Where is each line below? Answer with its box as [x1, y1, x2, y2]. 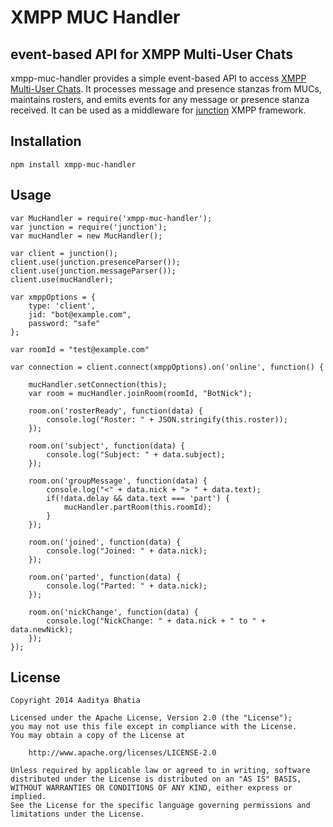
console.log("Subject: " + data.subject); [46, 449, 226, 460]
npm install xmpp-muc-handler [10, 159, 137, 170]
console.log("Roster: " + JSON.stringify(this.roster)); [46, 414, 288, 425]
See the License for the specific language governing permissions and [10, 801, 311, 811]
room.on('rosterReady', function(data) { [28, 406, 203, 416]
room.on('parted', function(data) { [28, 572, 182, 582]
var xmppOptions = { [10, 292, 97, 302]
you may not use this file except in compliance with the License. [10, 722, 298, 732]
